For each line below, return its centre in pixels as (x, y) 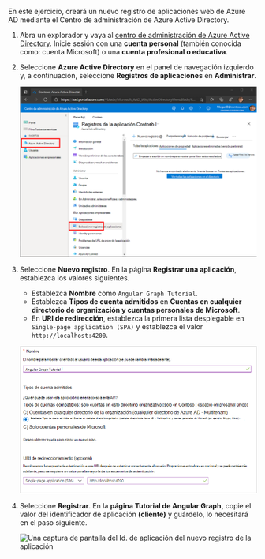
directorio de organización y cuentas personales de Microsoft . (136, 310)
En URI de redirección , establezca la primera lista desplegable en (138, 318)
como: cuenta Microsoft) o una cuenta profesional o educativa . (124, 52)
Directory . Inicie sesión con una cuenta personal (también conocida (131, 43)
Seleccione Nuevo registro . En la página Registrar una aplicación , (128, 270)
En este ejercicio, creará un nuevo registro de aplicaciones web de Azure (127, 11)
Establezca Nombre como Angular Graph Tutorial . (115, 293)
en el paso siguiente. (54, 522)
